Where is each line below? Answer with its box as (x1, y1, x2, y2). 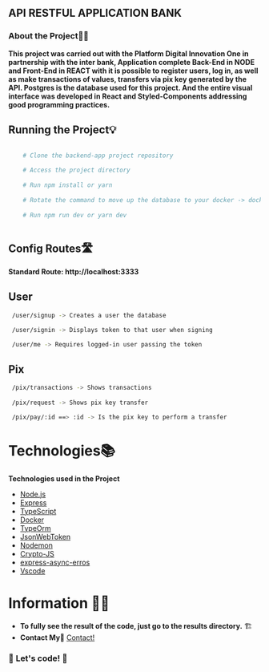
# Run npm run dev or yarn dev (22, 211, 127, 219)
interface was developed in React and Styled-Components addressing (8, 91, 247, 101)
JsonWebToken (19, 532, 70, 541)
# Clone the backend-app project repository (22, 152, 174, 160)
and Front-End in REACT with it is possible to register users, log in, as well (8, 66, 259, 75)
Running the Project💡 (8, 123, 117, 137)
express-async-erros (19, 557, 90, 567)
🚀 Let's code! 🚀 (8, 653, 68, 664)
